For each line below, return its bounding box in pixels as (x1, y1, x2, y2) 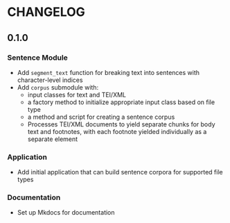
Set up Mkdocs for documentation (17, 208, 116, 217)
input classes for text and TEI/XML (27, 90, 127, 99)
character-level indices (17, 76, 83, 84)
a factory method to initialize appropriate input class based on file (27, 98, 215, 106)
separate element (27, 135, 78, 143)
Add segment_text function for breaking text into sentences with (17, 68, 200, 76)
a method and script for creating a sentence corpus (27, 113, 175, 121)
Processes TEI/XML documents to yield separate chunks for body (27, 119, 215, 129)
